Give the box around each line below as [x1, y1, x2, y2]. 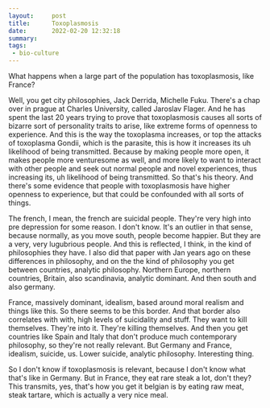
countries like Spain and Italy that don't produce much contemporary [8, 332, 238, 341]
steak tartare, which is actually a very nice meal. [8, 390, 169, 399]
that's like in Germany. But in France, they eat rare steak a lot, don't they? [8, 373, 252, 382]
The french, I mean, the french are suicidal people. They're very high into [8, 214, 251, 223]
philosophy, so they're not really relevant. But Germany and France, [8, 340, 232, 350]
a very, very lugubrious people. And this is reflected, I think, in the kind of [8, 239, 252, 249]
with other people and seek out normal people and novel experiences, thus [8, 164, 258, 173]
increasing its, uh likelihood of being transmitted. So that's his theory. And [8, 172, 254, 182]
